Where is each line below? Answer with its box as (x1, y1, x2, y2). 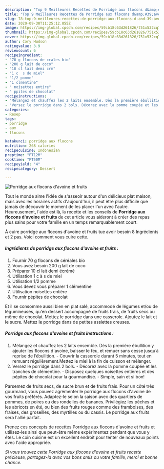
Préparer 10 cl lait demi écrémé (12, 268, 75, 274)
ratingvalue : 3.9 (5, 44, 41, 48)
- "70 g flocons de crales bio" (5, 57, 71, 62)
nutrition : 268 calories (5, 143, 56, 148)
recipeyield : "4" (5, 162, 41, 166)
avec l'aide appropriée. (5, 440, 52, 446)
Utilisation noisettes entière (12, 289, 67, 295)
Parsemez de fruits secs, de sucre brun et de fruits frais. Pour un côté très (5, 383, 155, 389)
